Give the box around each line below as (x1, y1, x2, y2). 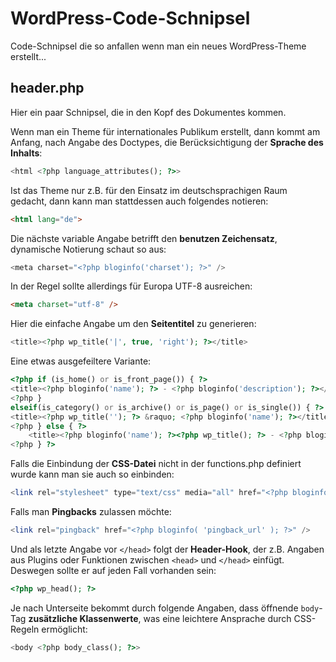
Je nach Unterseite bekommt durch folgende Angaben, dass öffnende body (10, 602, 320, 614)
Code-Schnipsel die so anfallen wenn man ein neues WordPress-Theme (10, 40, 307, 52)
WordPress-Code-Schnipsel (10, 7, 251, 30)
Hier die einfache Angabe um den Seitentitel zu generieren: (10, 318, 257, 330)
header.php (10, 80, 85, 97)
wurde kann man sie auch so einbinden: (10, 468, 175, 481)
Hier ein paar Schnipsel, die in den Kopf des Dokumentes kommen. (10, 106, 287, 118)
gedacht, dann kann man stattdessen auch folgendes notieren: (10, 195, 269, 207)
